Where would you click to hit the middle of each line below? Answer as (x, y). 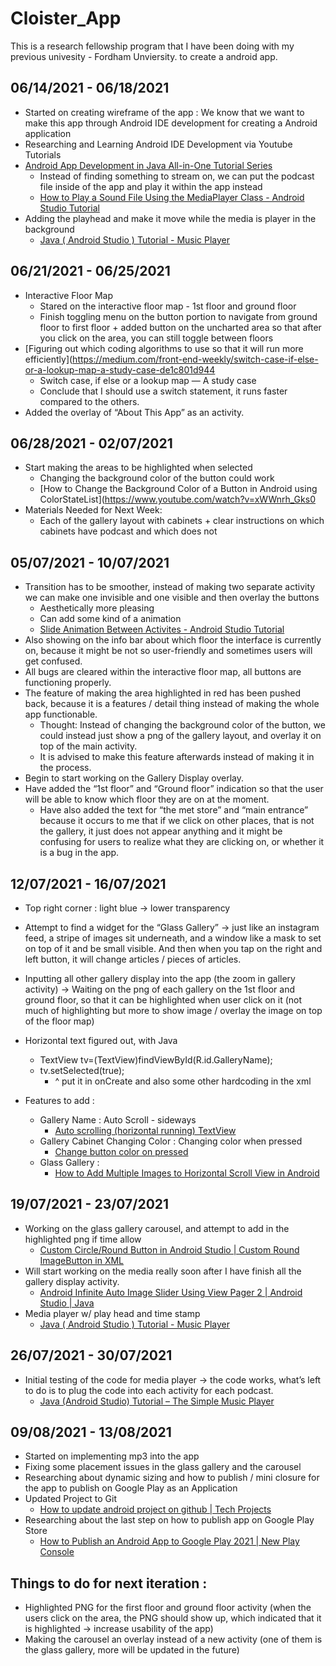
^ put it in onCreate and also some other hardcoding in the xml (183, 1081)
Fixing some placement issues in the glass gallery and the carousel (163, 1467)
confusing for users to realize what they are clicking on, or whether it (182, 842)
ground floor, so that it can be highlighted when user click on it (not (163, 1000)
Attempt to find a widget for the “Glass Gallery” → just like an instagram (172, 927)
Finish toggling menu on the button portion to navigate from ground (178, 316)
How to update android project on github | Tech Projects (155, 1509)
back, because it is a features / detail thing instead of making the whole (172, 704)
